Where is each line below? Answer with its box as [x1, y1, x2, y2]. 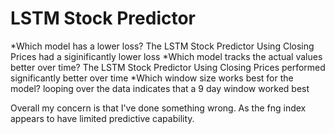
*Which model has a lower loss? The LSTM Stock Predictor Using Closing [10, 40, 315, 52]
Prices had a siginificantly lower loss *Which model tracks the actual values [10, 50, 323, 62]
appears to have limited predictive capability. [10, 112, 195, 124]
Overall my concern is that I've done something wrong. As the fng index [10, 102, 307, 114]
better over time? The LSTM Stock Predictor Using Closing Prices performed [10, 61, 326, 73]
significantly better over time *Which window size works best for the [10, 72, 294, 84]
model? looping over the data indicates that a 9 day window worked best [10, 82, 310, 94]
